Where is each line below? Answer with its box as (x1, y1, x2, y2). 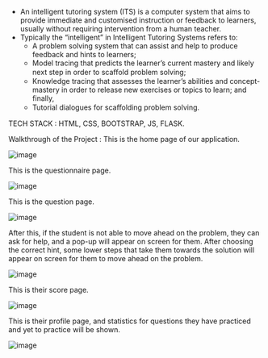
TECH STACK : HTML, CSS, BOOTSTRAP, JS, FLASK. (8, 119, 186, 128)
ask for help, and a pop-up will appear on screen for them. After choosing (8, 237, 253, 246)
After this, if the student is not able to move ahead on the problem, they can (8, 228, 260, 237)
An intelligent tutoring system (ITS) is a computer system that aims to (19, 7, 250, 16)
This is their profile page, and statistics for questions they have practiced (8, 316, 252, 326)
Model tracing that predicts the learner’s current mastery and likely (31, 58, 254, 68)
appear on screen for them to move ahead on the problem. (8, 254, 203, 263)
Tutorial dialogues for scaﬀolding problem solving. (31, 102, 200, 112)
